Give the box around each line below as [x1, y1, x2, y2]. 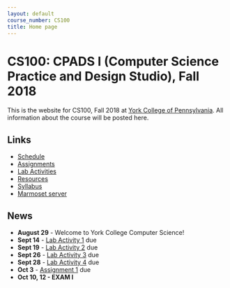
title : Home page [7, 23, 58, 30]
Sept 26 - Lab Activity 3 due [17, 250, 100, 259]
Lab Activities [17, 167, 57, 175]
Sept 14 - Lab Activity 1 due [17, 236, 97, 244]
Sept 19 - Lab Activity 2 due [17, 243, 98, 252]
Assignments [17, 160, 56, 168]
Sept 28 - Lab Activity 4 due [17, 258, 100, 266]
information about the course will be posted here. [7, 113, 149, 122]
